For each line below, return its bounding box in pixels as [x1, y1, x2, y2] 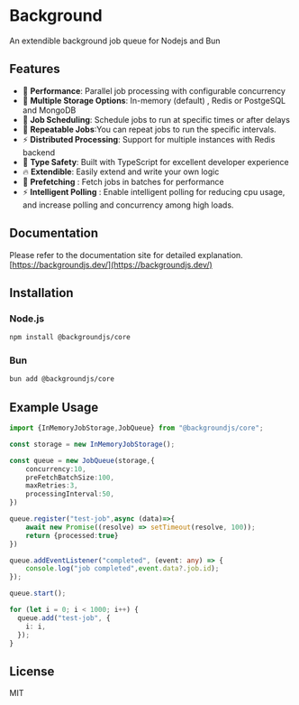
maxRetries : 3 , [25, 481, 78, 490]
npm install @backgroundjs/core [9, 333, 131, 342]
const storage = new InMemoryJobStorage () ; [9, 440, 176, 449]
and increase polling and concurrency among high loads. [22, 199, 234, 210]
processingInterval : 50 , [25, 489, 115, 499]
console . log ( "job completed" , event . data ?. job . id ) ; [25, 564, 220, 573]
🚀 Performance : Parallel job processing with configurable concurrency [22, 85, 286, 96]
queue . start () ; [9, 589, 67, 598]
